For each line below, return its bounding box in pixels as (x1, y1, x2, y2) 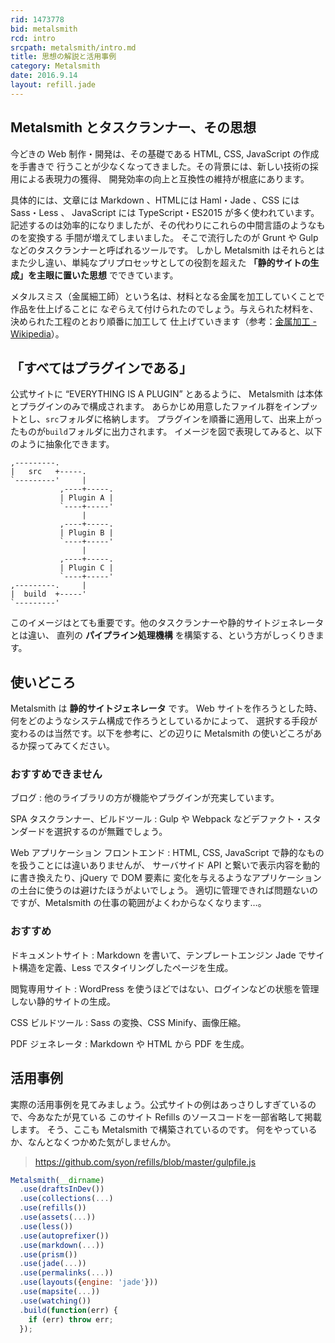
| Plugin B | (59, 528, 114, 538)
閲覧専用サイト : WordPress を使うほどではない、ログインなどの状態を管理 (10, 982, 320, 995)
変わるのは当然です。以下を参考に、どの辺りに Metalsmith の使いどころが (10, 727, 314, 740)
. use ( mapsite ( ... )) (19, 1287, 101, 1297)
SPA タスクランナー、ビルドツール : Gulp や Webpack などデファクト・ (10, 813, 304, 825)
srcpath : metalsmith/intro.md (10, 42, 137, 53)
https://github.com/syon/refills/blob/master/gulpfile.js (34, 1156, 257, 1168)
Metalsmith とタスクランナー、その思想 (10, 119, 257, 136)
